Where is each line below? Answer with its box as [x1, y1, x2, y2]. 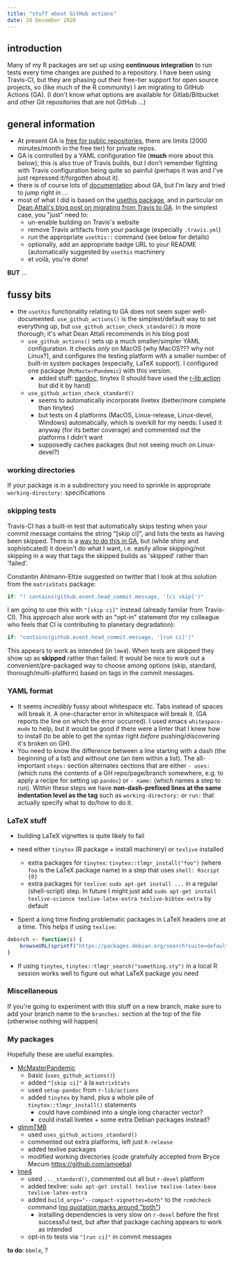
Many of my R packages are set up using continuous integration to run [7, 61, 212, 70]
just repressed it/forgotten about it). [17, 173, 120, 182]
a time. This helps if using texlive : [17, 922, 117, 931]
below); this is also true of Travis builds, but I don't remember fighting [17, 159, 218, 167]
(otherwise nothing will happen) [7, 1016, 99, 1025]
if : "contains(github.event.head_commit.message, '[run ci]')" [7, 634, 195, 641]
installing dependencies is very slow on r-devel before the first [38, 1210, 219, 1219]
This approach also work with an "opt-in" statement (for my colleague [19, 613, 219, 621]
